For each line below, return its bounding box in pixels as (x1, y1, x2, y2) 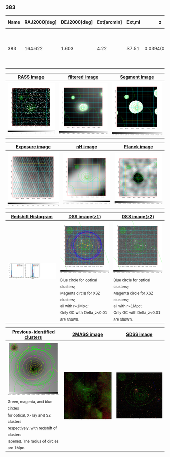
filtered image (68, 74, 99, 80)
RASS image (17, 74, 45, 80)
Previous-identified (12, 329, 55, 335)
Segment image (120, 74, 154, 80)
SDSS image (126, 331, 153, 337)
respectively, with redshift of (7, 426, 57, 431)
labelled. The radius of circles (7, 439, 59, 444)
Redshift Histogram (11, 214, 53, 220)
